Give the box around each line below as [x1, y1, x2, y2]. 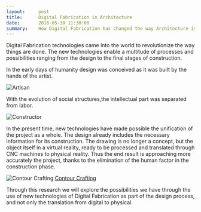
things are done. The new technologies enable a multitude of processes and [6, 48, 194, 56]
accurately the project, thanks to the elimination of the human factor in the [6, 156, 190, 164]
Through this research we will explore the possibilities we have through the [6, 186, 191, 193]
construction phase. [6, 163, 56, 170]
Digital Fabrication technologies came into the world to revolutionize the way [6, 42, 195, 49]
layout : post [6, 8, 50, 15]
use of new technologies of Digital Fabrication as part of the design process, [6, 192, 195, 200]
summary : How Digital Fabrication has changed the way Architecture [6, 25, 188, 32]
